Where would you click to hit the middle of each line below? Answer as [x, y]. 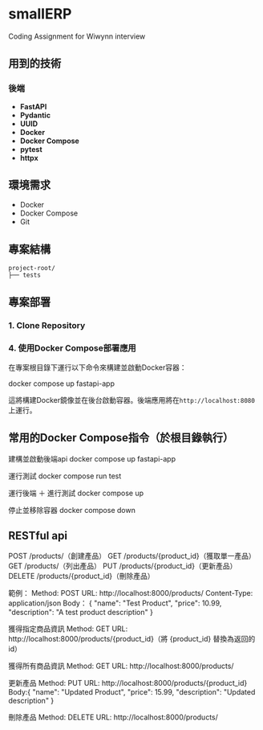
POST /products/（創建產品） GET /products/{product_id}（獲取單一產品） [132, 556]
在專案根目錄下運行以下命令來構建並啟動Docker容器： [97, 367]
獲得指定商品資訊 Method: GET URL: [68, 629]
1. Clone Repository [47, 325]
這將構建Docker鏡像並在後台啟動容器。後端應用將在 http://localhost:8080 [131, 400]
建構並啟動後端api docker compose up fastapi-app [92, 458]
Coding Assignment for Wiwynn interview [77, 36]
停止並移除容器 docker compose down [72, 510]
